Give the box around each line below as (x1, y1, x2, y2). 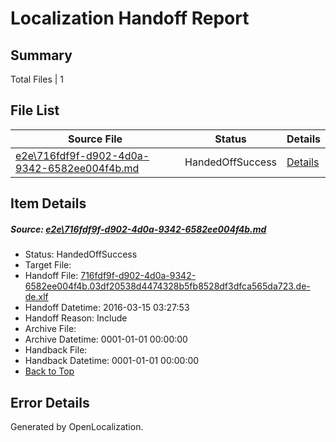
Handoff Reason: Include (24, 312, 128, 324)
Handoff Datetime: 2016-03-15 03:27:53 (24, 302, 190, 314)
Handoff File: (24, 270, 79, 282)
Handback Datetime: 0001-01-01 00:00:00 (24, 355, 200, 367)
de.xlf (24, 291, 49, 303)
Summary (10, 47, 73, 64)
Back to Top (24, 365, 75, 377)
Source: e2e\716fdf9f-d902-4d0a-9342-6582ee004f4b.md (10, 223, 267, 235)
